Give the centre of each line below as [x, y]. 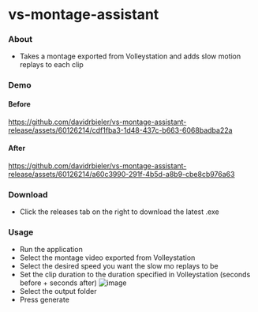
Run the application [51, 250]
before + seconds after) [58, 283]
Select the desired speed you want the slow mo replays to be [119, 266]
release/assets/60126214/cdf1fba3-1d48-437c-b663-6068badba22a [120, 130]
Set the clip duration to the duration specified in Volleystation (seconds [135, 275]
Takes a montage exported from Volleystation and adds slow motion [130, 56]
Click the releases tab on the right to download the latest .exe [119, 212]
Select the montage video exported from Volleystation [107, 257]
